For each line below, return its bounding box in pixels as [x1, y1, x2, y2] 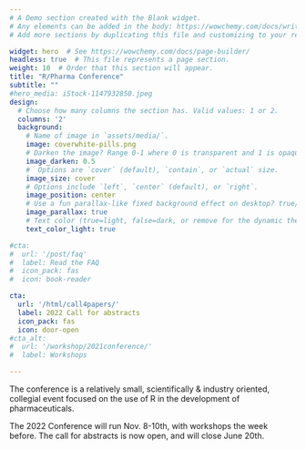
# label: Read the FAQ [9, 258, 100, 267]
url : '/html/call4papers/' [17, 300, 120, 309]
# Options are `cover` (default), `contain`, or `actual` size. [25, 165, 280, 174]
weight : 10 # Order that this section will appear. [9, 64, 214, 73]
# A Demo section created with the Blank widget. [9, 13, 202, 23]
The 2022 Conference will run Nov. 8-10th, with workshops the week [9, 421, 269, 431]
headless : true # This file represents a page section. [9, 56, 230, 65]
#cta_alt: [9, 333, 47, 343]
